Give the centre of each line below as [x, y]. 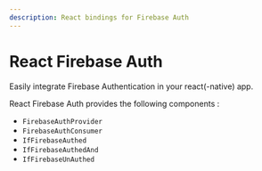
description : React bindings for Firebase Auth [99, 17]
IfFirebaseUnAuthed [58, 159]
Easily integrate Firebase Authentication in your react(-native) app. [131, 86]
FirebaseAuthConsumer [62, 131]
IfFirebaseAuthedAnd [60, 150]
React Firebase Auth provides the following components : [115, 103]
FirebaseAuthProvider [62, 121]
